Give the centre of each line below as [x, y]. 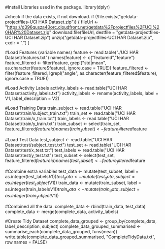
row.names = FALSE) [26, 242]
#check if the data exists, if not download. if [50, 16]
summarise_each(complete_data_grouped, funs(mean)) [61, 231]
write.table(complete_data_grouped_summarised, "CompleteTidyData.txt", [80, 237]
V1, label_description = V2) [32, 98]
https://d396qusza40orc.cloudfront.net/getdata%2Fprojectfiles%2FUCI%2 [83, 27]
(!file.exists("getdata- [117, 16]
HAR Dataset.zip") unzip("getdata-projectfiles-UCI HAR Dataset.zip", [83, 37]
